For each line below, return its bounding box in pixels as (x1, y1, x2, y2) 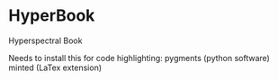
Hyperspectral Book (8, 35, 83, 46)
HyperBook (8, 5, 95, 26)
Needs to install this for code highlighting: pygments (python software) (8, 52, 271, 63)
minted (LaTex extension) (8, 62, 103, 73)
